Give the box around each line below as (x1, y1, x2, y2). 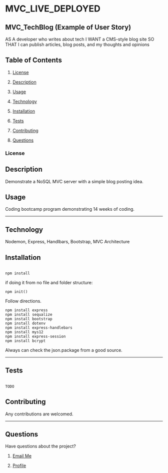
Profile (12, 462, 26, 468)
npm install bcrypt (5, 338, 46, 343)
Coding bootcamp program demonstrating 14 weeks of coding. (5, 206, 135, 212)
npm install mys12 (5, 329, 43, 334)
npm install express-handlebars (5, 325, 72, 330)
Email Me (12, 453, 31, 459)
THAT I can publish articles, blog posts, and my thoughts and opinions (5, 42, 150, 48)
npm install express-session (5, 334, 66, 339)
